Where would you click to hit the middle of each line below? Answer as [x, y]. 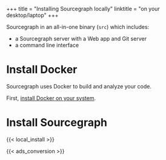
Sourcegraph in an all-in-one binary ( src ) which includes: [78, 27]
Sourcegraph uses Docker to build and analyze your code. [79, 86]
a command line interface [47, 45]
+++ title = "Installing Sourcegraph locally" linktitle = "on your [83, 9]
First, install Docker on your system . [51, 98]
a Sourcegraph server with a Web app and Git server [81, 38]
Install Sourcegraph [57, 123]
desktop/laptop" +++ [32, 15]
